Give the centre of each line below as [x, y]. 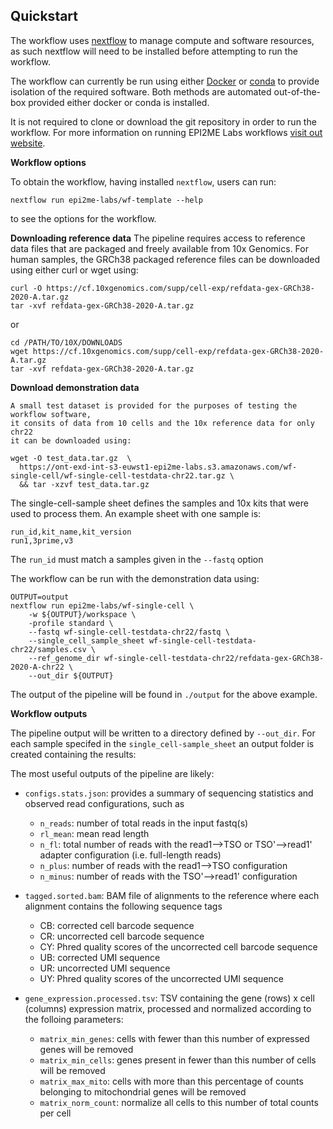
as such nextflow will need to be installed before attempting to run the [154, 51]
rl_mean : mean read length [94, 833]
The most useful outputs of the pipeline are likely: [112, 773]
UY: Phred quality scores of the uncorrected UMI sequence [161, 978]
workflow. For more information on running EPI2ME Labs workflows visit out [166, 132]
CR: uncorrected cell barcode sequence [122, 936]
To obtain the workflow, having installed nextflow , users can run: [143, 181]
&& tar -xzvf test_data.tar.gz [84, 484]
